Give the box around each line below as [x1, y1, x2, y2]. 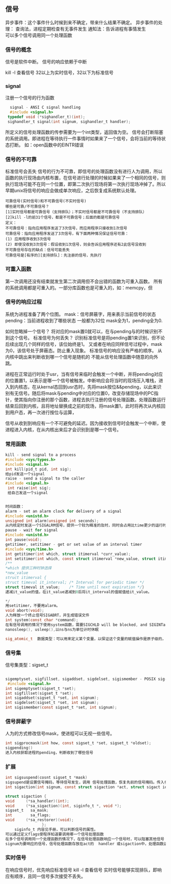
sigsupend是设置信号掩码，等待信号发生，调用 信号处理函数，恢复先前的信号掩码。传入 [5, 780, 164, 785]
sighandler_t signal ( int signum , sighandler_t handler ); [7, 119, 131, 124]
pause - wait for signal [5, 527, 58, 533]
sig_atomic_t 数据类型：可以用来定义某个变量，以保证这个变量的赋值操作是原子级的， [5, 636, 166, 641]
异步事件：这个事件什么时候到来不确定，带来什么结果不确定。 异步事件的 [5, 19, 158, 26]
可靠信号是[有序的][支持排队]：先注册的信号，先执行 [5, 253, 102, 258]
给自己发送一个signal [7, 490, 48, 496]
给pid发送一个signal [5, 471, 45, 476]
